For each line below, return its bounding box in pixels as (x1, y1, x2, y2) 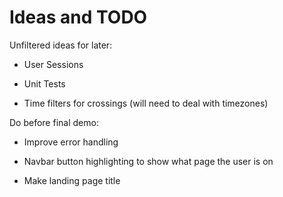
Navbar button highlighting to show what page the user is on (23, 155, 274, 167)
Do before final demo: (9, 116, 99, 128)
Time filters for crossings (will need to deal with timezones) (23, 97, 269, 109)
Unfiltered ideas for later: (9, 39, 113, 51)
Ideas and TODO (9, 6, 148, 29)
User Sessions (23, 58, 84, 70)
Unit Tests (23, 77, 66, 90)
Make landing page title (23, 174, 121, 186)
